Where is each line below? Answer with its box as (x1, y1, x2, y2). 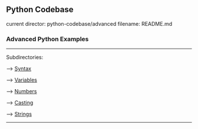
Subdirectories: (6, 54, 44, 61)
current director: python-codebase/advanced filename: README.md (6, 20, 173, 27)
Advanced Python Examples (6, 35, 89, 43)
